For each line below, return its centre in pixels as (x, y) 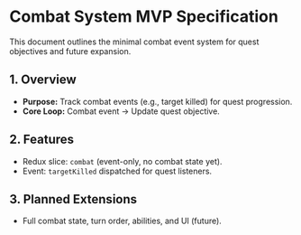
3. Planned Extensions (73, 199)
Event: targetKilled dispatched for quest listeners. (117, 171)
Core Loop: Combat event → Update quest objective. (121, 111)
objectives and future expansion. (70, 51)
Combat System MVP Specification (144, 17)
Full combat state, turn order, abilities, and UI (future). (122, 221)
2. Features (42, 140)
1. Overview (43, 80)
